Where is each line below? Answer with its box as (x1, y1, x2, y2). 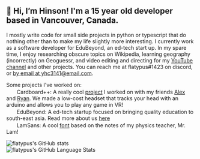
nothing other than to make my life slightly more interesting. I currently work (6, 37, 194, 45)
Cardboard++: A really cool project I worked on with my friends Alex (16, 88, 186, 95)
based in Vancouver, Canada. (6, 16, 119, 26)
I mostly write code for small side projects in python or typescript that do (6, 31, 186, 38)
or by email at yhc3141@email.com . (6, 70, 94, 77)
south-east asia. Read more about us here (6, 115, 111, 122)
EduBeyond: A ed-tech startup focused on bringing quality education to (16, 108, 194, 115)
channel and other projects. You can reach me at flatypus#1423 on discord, (6, 63, 193, 70)
